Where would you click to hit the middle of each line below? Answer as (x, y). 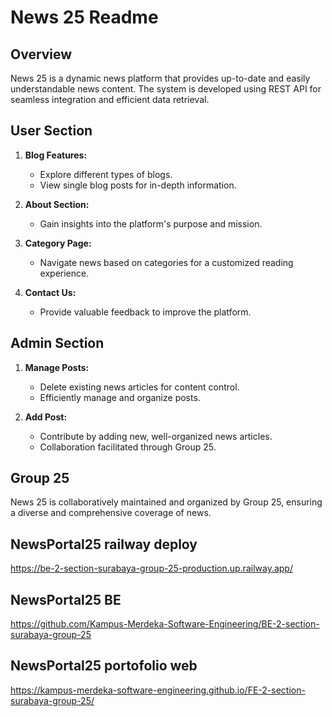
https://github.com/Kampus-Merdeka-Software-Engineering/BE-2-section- (165, 624)
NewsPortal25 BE (66, 599)
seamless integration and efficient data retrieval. (110, 99)
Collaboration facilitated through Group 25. (128, 447)
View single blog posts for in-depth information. (138, 185)
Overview (41, 54)
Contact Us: (50, 292)
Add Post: (46, 417)
